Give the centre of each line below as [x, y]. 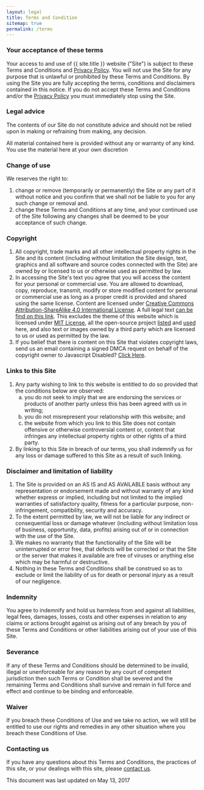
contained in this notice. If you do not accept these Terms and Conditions [98, 89]
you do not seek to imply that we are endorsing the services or [103, 397]
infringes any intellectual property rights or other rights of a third [105, 436]
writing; [34, 410]
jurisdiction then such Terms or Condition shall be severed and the [90, 678]
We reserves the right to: [37, 179]
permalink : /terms [30, 29]
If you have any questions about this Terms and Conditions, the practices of [101, 762]
